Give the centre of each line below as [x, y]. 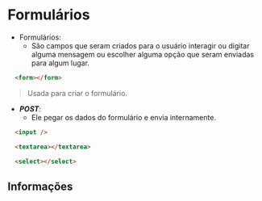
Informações [40, 186]
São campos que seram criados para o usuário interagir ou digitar [140, 45]
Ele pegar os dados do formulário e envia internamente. [124, 117]
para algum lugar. [60, 63]
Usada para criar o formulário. [77, 93]
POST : [30, 109]
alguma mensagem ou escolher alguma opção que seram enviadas [143, 54]
